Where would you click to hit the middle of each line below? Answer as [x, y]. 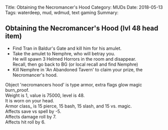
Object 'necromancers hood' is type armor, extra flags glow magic [74, 84]
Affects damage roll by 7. [31, 116]
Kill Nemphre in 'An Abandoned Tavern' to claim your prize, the [77, 69]
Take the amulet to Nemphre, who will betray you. [64, 53]
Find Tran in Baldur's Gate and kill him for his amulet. [67, 48]
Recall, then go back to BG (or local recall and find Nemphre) [75, 64]
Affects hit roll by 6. [25, 122]
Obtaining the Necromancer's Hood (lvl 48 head [82, 28]
